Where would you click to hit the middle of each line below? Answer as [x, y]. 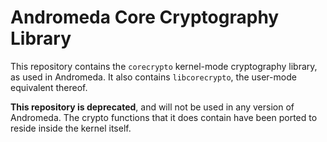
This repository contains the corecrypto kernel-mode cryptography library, [164, 66]
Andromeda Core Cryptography [145, 17]
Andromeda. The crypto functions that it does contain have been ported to [164, 117]
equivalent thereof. [49, 87]
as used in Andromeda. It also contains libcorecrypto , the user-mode [153, 77]
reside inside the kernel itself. [71, 128]
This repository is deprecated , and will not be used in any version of [152, 107]
